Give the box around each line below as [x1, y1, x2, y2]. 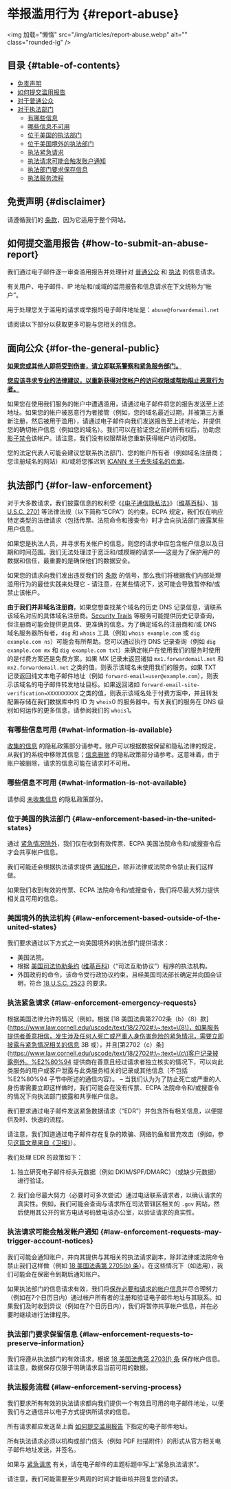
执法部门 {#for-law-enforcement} [7, 479, 153, 491]
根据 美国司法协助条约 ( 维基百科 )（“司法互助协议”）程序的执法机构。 [16, 962, 212, 970]
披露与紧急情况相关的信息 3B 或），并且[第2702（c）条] [7, 1041, 164, 1049]
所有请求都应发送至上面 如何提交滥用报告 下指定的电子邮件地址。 [7, 1422, 191, 1431]
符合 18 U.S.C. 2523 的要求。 [29, 979, 111, 988]
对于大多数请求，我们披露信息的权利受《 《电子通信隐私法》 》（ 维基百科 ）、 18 [7, 499, 219, 507]
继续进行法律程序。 [19, 1310, 74, 1318]
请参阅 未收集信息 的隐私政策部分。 [7, 795, 107, 803]
